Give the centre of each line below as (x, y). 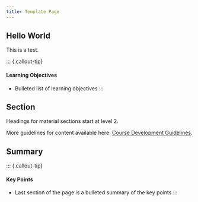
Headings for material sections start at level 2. (62, 121)
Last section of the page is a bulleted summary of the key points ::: (96, 192)
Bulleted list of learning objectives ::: (59, 88)
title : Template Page (33, 12)
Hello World (28, 36)
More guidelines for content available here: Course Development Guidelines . (99, 133)
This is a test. (23, 50)
